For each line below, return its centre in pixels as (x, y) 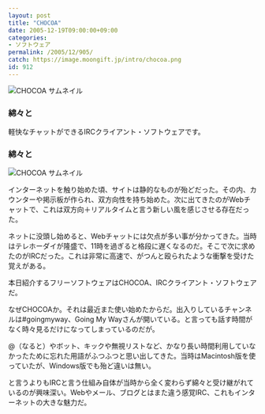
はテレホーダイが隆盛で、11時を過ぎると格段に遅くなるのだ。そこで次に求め (132, 246)
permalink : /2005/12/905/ (50, 52)
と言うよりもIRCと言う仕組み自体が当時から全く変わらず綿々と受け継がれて (131, 383)
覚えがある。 (29, 266)
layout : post (30, 15)
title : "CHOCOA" (35, 23)
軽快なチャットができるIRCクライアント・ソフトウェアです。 (106, 132)
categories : (28, 38)
